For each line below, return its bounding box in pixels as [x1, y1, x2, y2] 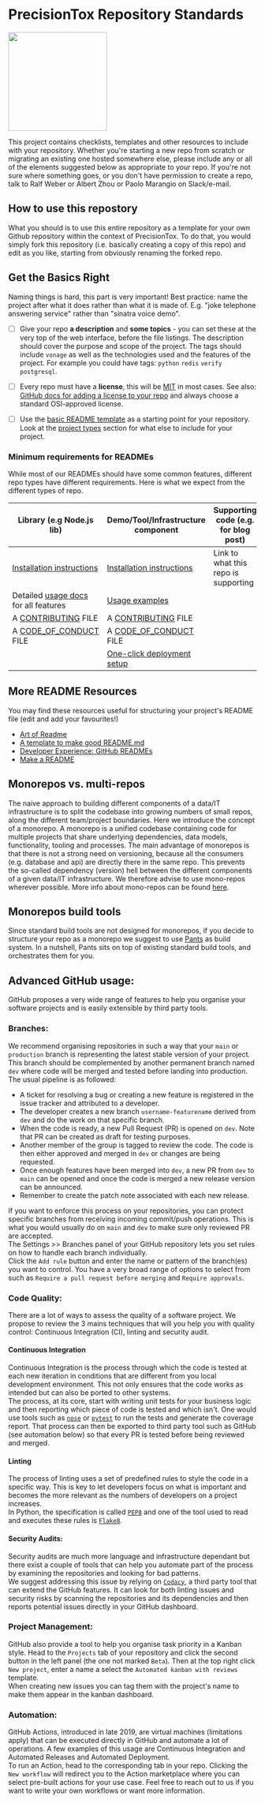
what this [213, 558, 248, 569]
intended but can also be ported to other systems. [8, 1388, 171, 1397]
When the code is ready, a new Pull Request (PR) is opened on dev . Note [19, 1123, 255, 1133]
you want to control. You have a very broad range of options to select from [8, 1264, 251, 1274]
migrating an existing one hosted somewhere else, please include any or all [8, 154, 252, 163]
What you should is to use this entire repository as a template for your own [8, 223, 251, 232]
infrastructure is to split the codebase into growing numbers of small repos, [8, 806, 253, 816]
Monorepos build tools [8, 905, 121, 918]
